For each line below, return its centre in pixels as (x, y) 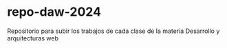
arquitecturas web (33, 38)
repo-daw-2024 (54, 12)
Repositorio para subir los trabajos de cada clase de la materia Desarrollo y (113, 31)
